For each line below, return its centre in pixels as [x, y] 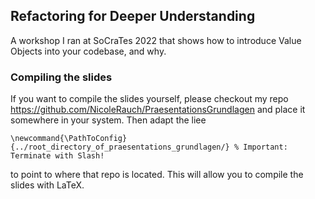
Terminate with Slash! [57, 156]
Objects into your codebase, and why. [88, 51]
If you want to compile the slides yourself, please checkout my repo [149, 99]
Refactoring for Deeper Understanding [133, 16]
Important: [265, 147]
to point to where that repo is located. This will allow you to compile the [157, 175]
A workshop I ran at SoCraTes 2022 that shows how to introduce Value [156, 40]
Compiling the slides [61, 77]
